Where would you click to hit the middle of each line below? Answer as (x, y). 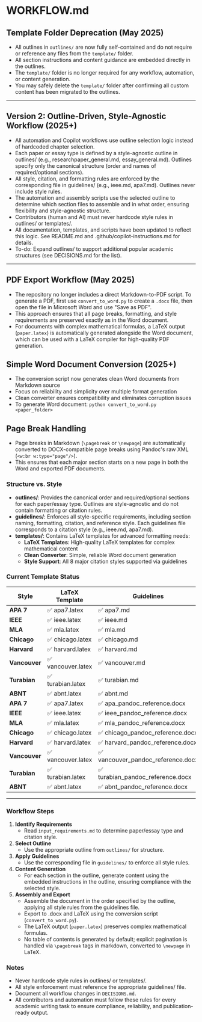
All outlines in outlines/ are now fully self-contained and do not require (103, 47)
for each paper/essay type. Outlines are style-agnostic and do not (97, 503)
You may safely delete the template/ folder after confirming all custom (102, 85)
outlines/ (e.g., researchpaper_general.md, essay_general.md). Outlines (103, 159)
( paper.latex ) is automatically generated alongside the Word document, (104, 333)
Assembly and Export (42, 894)
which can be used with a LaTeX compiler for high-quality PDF (92, 339)
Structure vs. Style (34, 484)
